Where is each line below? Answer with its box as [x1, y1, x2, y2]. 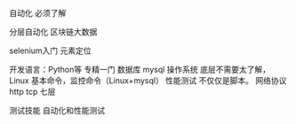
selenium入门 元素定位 [9, 45, 92, 56]
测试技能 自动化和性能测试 [9, 105, 105, 115]
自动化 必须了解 [9, 8, 67, 18]
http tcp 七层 [9, 87, 56, 97]
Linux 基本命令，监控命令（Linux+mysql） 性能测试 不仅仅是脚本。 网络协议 [9, 75, 287, 86]
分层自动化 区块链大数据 [9, 27, 98, 37]
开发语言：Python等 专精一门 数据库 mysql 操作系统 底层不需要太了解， [9, 65, 271, 74]
